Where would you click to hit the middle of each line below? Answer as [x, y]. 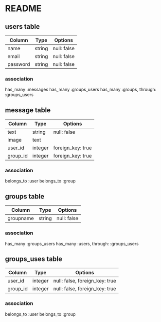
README [23, 9]
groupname [21, 219]
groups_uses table [34, 259]
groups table [25, 196]
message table [28, 110]
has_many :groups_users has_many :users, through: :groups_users [72, 243]
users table [23, 27]
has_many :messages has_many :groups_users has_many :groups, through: [81, 90]
